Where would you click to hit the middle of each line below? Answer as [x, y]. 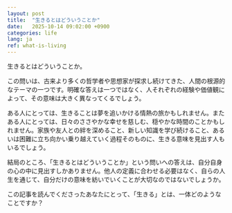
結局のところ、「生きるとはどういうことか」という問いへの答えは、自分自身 [115, 162]
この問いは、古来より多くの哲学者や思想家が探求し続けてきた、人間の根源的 [116, 81]
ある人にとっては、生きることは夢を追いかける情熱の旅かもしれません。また [116, 113]
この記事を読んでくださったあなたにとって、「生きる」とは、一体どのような [114, 194]
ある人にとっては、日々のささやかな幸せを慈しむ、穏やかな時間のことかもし [116, 121]
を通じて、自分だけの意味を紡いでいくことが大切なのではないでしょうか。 [119, 179]
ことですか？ [25, 203]
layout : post [26, 13]
